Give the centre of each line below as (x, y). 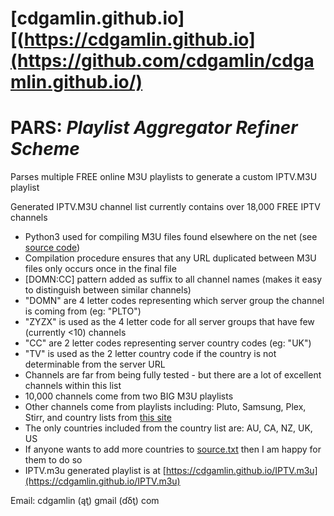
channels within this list (73, 386)
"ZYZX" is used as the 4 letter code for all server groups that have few (169, 322)
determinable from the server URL (95, 364)
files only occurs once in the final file (100, 269)
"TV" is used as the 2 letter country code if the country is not (150, 354)
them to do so (53, 460)
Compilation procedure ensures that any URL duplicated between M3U (170, 258)
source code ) (52, 248)
